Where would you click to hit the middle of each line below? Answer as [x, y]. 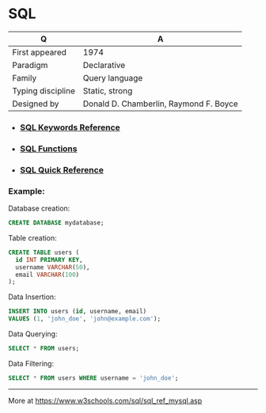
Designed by [36, 104]
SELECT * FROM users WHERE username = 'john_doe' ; [93, 378]
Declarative [104, 65]
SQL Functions [48, 149]
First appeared [40, 52]
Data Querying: [33, 334]
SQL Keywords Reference [70, 127]
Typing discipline [44, 90]
